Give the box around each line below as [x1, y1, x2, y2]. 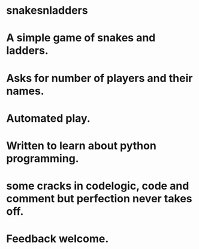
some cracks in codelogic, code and [6, 179, 189, 193]
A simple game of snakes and [6, 31, 156, 45]
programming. [6, 151, 79, 165]
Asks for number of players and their [6, 71, 193, 85]
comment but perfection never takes [6, 192, 192, 206]
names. [6, 84, 44, 98]
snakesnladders [6, 4, 88, 17]
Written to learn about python [6, 139, 157, 152]
